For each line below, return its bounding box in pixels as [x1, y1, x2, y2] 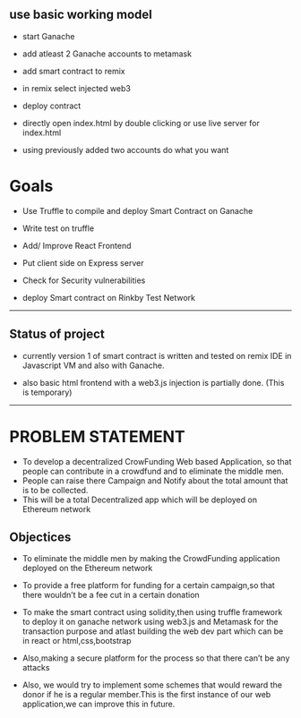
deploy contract [21, 100, 82, 111]
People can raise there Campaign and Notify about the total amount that [21, 474, 288, 486]
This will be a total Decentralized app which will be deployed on [21, 494, 258, 505]
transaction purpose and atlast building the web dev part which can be [21, 626, 284, 637]
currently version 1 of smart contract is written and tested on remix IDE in [21, 350, 292, 361]
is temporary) [21, 387, 73, 397]
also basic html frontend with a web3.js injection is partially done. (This [21, 377, 285, 388]
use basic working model [9, 7, 152, 22]
